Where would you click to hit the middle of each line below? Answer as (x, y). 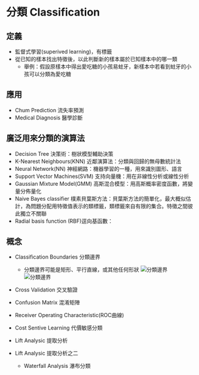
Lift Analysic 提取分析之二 (47, 354)
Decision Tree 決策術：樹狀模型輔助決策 (64, 153)
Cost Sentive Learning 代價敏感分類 (59, 328)
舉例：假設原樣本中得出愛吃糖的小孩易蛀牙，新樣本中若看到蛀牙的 (105, 67)
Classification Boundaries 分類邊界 (57, 257)
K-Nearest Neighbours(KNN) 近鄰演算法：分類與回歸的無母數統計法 (98, 161)
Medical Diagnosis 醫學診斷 (49, 118)
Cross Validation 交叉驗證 (46, 290)
